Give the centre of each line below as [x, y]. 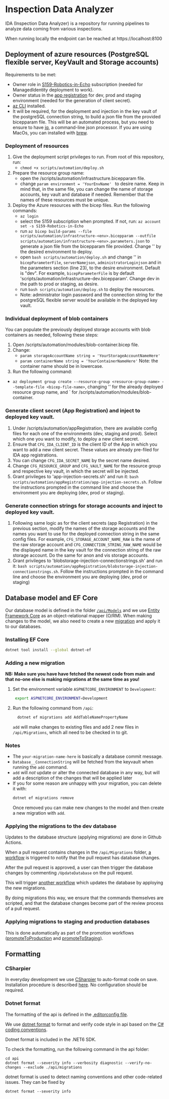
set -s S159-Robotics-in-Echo [52, 226]
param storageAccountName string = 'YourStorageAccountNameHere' [90, 356]
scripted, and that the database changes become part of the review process [84, 903]
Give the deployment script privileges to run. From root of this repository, [88, 157]
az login [29, 217]
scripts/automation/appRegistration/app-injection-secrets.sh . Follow [87, 482]
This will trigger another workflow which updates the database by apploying [84, 883]
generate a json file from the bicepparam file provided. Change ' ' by [91, 246]
